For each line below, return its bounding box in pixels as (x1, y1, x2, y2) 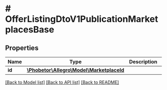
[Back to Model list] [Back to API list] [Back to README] (5, 80, 119, 85)
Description (129, 58, 158, 65)
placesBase (5, 24, 55, 35)
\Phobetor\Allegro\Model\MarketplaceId (26, 67, 124, 73)
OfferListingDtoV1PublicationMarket (5, 13, 158, 25)
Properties (5, 44, 39, 52)
